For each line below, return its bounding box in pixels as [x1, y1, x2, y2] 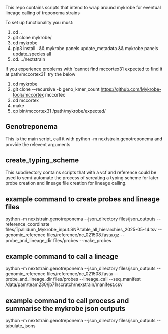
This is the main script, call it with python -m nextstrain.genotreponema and [5, 136, 163, 142]
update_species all [12, 51, 51, 57]
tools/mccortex [12, 92, 44, 98]
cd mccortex [12, 97, 39, 103]
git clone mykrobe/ [12, 35, 52, 40]
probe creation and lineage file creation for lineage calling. [5, 180, 127, 186]
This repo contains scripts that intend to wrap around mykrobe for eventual [5, 5, 161, 10]
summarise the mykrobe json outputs [5, 304, 126, 313]
